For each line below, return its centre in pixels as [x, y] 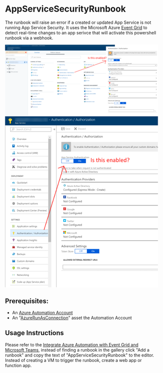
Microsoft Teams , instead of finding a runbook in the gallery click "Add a [77, 350]
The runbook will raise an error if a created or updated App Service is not [78, 22]
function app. [18, 365]
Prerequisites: [27, 301]
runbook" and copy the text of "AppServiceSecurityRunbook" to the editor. [80, 355]
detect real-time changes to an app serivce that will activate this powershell [81, 33]
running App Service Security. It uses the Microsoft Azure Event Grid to [76, 27]
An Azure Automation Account [42, 312]
